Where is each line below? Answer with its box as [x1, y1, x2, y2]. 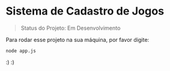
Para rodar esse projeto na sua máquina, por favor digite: [6, 36, 149, 43]
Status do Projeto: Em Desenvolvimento [20, 24, 120, 32]
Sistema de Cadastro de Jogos [6, 4, 164, 18]
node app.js [6, 47, 36, 54]
